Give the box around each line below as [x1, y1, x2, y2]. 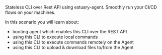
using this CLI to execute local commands [12, 34, 98, 40]
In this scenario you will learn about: [5, 19, 80, 25]
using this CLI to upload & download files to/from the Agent [12, 45, 134, 50]
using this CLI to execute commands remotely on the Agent [12, 39, 134, 45]
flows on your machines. [5, 9, 56, 15]
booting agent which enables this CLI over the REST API [12, 29, 127, 34]
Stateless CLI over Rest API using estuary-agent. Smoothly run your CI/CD [5, 4, 158, 10]
